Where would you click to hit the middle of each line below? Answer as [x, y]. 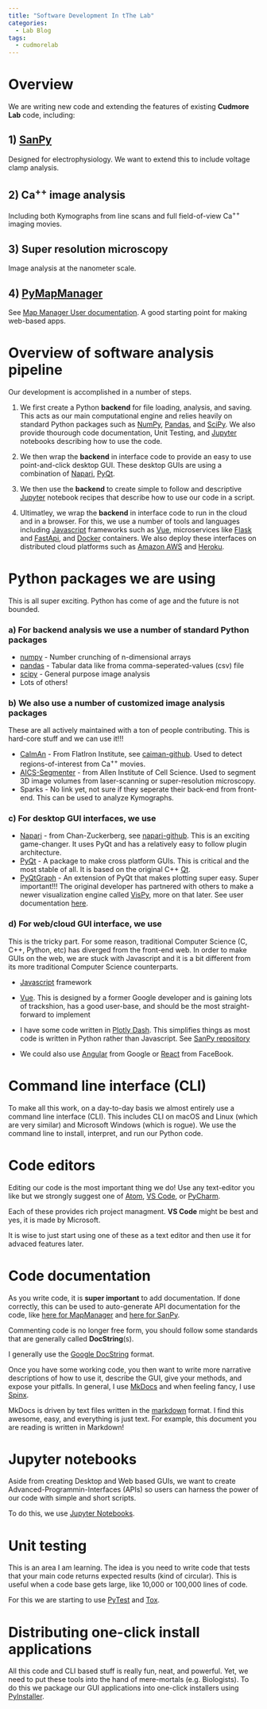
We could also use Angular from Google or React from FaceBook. [127, 1053]
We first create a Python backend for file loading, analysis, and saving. [136, 407]
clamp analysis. [34, 167]
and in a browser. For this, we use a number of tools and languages [130, 521]
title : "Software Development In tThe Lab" [81, 16]
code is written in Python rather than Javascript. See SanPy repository [135, 1038]
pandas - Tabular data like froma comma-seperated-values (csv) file [132, 666]
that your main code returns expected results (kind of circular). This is [122, 1576]
